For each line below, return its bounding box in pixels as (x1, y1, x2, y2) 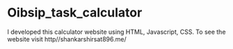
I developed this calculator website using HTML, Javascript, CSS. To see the (7, 28, 226, 36)
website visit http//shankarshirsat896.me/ (7, 35, 127, 43)
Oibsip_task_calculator (7, 5, 143, 21)
